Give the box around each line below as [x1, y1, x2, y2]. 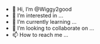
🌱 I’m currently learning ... [12, 18, 77, 25]
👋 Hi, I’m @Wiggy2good [12, 6, 72, 12]
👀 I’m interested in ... [12, 12, 64, 19]
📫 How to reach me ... [12, 32, 68, 38]
